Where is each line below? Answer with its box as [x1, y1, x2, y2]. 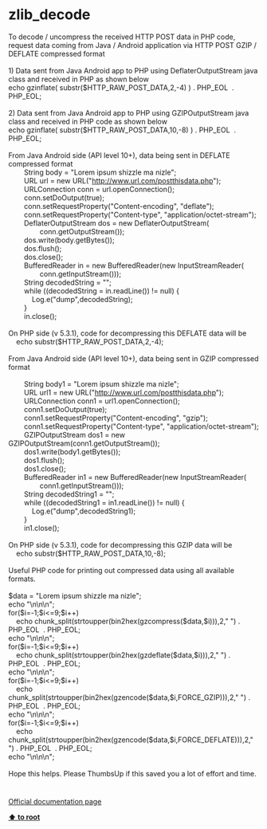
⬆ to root [8, 812, 41, 822]
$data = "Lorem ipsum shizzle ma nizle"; [8, 591, 142, 600]
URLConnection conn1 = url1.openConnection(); [23, 396, 181, 406]
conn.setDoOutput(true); [23, 193, 105, 202]
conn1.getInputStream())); [39, 481, 124, 490]
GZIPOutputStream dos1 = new [23, 430, 126, 439]
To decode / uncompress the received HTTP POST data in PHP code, [8, 32, 236, 41]
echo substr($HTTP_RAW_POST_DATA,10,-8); [15, 548, 166, 558]
